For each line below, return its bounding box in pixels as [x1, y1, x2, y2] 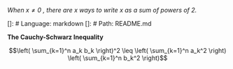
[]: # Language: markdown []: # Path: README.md [7, 20, 152, 27]
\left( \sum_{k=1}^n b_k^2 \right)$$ [67, 54, 168, 62]
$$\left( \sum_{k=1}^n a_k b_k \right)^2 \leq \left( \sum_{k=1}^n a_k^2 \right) [8, 47, 227, 54]
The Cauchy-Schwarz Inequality [7, 33, 104, 41]
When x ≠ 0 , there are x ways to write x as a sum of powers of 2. [7, 6, 197, 14]
